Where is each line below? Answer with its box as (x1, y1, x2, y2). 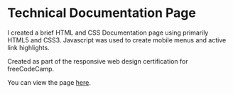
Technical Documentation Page (7, 5, 197, 21)
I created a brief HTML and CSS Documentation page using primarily (7, 28, 209, 37)
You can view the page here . (7, 78, 91, 86)
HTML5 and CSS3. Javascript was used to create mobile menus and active (7, 35, 227, 44)
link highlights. (7, 43, 50, 52)
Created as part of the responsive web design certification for (7, 57, 188, 65)
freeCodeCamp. (7, 64, 55, 73)
